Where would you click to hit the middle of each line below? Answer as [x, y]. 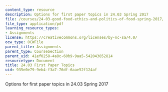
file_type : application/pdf [34, 24]
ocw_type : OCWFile [24, 42]
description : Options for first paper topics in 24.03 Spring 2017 [77, 14]
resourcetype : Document [30, 61]
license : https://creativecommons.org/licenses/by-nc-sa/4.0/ [71, 38]
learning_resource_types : [32, 28]
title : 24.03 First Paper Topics [40, 65]
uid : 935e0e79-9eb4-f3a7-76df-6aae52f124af [51, 70]
